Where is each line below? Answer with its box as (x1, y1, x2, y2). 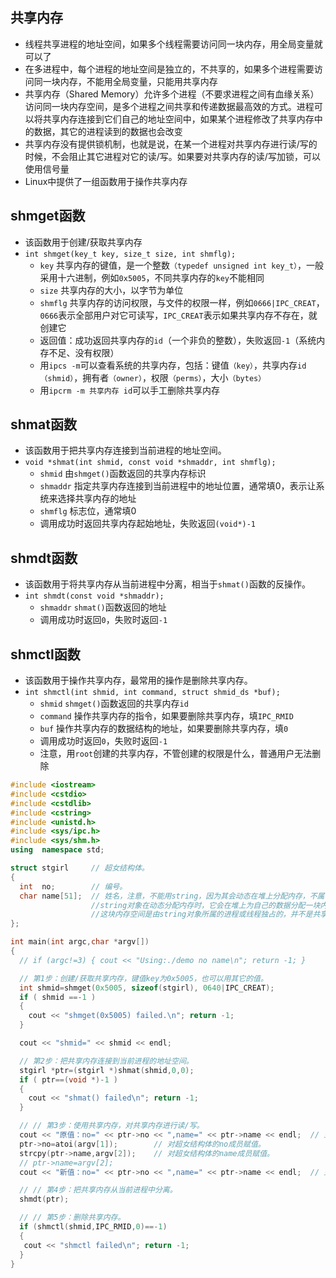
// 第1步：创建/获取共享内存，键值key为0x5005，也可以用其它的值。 (19, 973, 268, 983)
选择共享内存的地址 (57, 493, 137, 505)
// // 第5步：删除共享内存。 (19, 1213, 126, 1223)
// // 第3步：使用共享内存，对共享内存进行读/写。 (19, 1121, 205, 1131)
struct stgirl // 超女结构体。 (10, 863, 150, 873)
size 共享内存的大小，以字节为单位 (39, 284, 184, 296)
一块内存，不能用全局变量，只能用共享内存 (42, 75, 218, 87)
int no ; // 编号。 (19, 881, 128, 892)
